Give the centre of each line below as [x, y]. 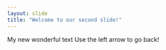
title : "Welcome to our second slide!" [65, 20]
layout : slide [28, 13]
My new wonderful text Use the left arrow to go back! [83, 39]
